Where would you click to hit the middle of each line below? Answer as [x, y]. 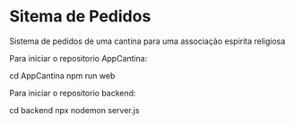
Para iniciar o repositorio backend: [73, 93]
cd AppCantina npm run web [62, 75]
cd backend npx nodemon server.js [74, 110]
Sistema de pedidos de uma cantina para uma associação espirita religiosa [147, 41]
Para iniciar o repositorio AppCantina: [78, 58]
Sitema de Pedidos [80, 17]
